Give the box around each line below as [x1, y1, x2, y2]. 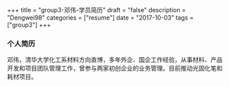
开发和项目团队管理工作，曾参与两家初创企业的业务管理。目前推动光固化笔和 [7, 64, 223, 73]
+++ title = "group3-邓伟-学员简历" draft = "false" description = [7, 6, 187, 14]
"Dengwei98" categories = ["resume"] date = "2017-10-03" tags [7, 14, 189, 22]
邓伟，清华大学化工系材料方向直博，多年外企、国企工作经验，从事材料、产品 [7, 56, 223, 64]
